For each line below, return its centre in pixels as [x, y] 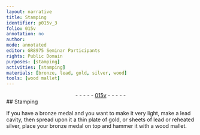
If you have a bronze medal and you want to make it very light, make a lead [99, 113]
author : [16, 39]
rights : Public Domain [34, 56]
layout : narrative [29, 12]
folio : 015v [21, 28]
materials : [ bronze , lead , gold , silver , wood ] [67, 73]
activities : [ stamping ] [36, 67]
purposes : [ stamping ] [33, 62]
